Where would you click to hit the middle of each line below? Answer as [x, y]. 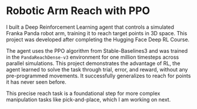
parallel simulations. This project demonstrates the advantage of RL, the [93, 63]
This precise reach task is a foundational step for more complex [83, 93]
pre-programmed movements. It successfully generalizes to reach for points [98, 76]
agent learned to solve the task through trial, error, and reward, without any [97, 69]
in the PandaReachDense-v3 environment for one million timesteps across [93, 57]
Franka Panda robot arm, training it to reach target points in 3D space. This [97, 33]
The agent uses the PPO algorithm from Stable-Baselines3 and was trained [97, 50]
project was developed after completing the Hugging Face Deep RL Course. [98, 39]
